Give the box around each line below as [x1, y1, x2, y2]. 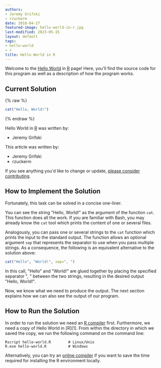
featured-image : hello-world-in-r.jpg [5, 25, 84, 30]
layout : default [5, 34, 38, 39]
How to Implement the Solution [5, 187, 101, 196]
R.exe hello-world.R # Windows [5, 344, 89, 349]
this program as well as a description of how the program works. [5, 71, 135, 77]
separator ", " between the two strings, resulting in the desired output [5, 273, 144, 279]
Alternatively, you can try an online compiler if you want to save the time [5, 352, 150, 358]
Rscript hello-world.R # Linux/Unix [5, 339, 95, 345]
